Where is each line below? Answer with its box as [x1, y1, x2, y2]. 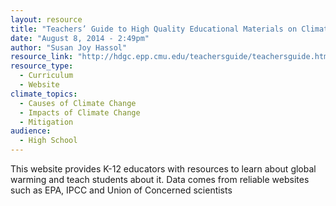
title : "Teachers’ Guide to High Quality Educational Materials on [10, 24, 298, 34]
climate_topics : [10, 89, 78, 99]
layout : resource [10, 14, 83, 25]
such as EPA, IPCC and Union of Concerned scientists [10, 184, 233, 196]
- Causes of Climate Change [19, 98, 137, 108]
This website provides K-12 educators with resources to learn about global [10, 163, 317, 175]
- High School [19, 136, 78, 146]
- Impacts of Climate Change [19, 107, 141, 118]
